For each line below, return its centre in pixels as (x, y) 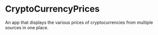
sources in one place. (27, 27)
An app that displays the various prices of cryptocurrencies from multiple (79, 22)
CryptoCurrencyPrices (52, 9)
